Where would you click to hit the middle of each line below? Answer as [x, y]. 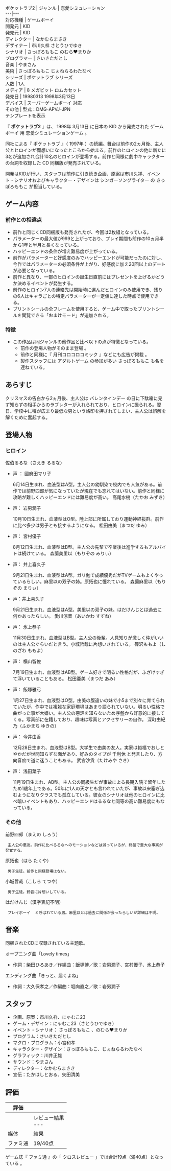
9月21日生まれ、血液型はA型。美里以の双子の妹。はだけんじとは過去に [87, 610]
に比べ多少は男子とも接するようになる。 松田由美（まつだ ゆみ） [81, 525]
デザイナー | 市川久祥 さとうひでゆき [44, 45]
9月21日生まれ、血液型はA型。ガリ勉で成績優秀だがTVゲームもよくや [86, 575]
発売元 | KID [18, 32]
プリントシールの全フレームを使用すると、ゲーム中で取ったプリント [84, 309]
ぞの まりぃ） [27, 588]
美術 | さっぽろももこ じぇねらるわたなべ [48, 71]
